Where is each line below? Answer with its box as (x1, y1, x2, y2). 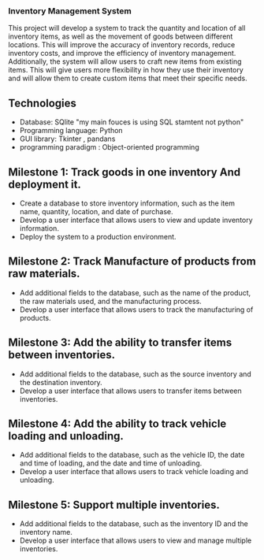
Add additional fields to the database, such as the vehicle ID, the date (19, 451, 245, 460)
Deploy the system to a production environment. (19, 232, 177, 241)
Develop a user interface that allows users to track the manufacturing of (19, 305, 254, 314)
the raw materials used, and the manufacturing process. (19, 296, 203, 306)
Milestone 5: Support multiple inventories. (8, 498, 221, 511)
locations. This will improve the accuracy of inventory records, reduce (8, 40, 236, 50)
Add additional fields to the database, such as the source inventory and (19, 369, 252, 379)
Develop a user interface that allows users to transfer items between (19, 386, 242, 395)
